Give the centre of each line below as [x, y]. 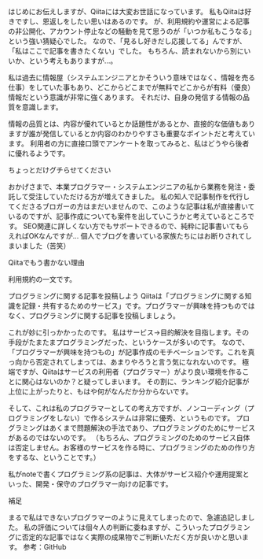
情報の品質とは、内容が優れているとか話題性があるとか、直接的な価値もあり [132, 124]
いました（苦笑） [42, 246]
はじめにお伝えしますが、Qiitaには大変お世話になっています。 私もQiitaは [126, 11]
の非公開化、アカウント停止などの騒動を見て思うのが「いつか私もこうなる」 [132, 31]
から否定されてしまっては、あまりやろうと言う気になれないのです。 [131, 362]
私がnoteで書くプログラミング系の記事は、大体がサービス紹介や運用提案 [126, 474]
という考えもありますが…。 [73, 61]
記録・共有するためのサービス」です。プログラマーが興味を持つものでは [138, 306]
